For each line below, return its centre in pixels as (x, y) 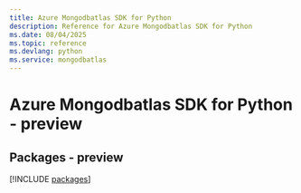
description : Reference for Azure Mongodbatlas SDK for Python (131, 26)
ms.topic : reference (48, 43)
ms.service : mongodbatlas (58, 60)
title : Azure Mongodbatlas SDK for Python (90, 18)
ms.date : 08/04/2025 (48, 34)
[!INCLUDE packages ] (50, 179)
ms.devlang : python (46, 52)
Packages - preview (66, 157)
